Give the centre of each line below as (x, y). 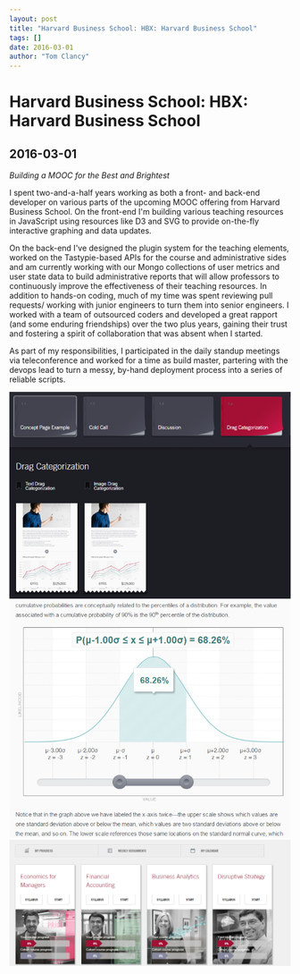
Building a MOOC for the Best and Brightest (89, 175)
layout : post (33, 19)
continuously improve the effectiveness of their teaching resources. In (138, 286)
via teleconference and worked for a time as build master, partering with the (149, 360)
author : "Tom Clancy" (50, 57)
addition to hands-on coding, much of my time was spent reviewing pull (141, 296)
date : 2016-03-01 (42, 47)
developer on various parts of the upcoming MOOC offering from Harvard (145, 202)
